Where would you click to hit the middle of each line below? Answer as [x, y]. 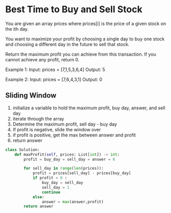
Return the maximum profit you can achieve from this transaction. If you [81, 54]
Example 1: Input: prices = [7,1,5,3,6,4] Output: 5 [55, 69]
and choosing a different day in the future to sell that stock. [67, 44]
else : [38, 197]
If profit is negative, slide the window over [57, 129]
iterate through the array [38, 119]
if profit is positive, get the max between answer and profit [74, 135]
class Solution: [22, 150]
